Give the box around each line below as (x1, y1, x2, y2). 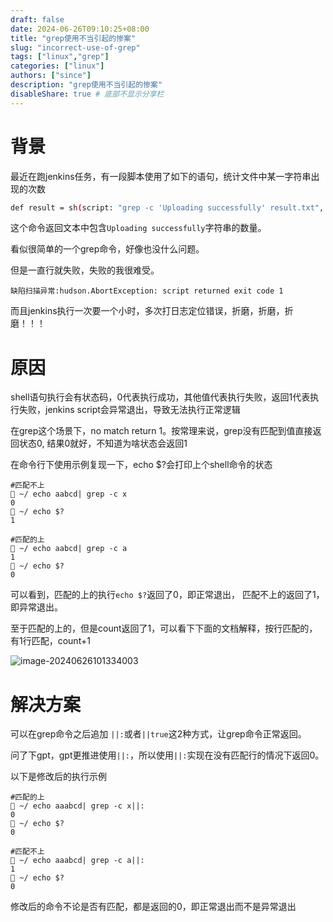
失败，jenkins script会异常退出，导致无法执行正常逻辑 (18, 404, 241, 416)
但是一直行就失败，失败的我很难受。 (10, 264, 160, 276)
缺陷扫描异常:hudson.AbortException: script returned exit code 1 (10, 286, 284, 296)
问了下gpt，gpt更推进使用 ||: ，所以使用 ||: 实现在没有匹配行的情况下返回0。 (10, 749, 325, 761)
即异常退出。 (10, 601, 63, 613)
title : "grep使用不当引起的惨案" (10, 33, 137, 43)
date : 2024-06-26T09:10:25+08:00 (10, 24, 150, 34)
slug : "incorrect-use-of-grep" (10, 42, 141, 53)
